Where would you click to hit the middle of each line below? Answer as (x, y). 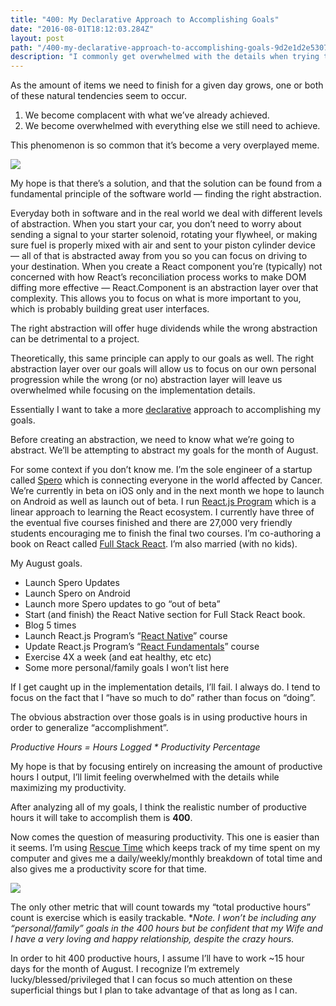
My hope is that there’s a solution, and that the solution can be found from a (166, 183)
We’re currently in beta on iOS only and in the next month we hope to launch (167, 491)
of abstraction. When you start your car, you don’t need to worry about (156, 224)
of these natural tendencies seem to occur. (99, 96)
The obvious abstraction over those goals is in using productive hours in (159, 717)
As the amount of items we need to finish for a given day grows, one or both (167, 85)
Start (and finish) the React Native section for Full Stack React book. (165, 615)
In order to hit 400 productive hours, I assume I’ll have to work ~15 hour (157, 958)
